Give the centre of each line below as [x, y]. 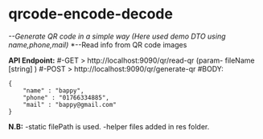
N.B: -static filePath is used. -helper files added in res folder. [109, 126]
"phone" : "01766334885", [66, 97]
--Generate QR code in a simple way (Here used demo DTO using [117, 36]
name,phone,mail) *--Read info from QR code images [98, 44]
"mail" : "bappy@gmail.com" [70, 104]
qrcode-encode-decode [90, 14]
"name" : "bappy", [53, 90]
